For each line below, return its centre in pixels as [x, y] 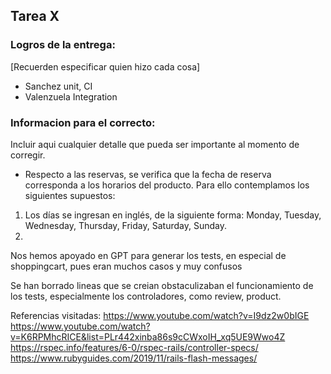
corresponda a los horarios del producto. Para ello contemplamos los [167, 185]
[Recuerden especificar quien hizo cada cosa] [105, 66]
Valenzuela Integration [71, 96]
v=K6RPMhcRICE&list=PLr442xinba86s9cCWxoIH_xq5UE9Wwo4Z [148, 336]
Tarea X [35, 16]
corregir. [28, 155]
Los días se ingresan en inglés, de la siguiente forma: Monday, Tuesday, [173, 215]
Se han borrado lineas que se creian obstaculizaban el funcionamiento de [162, 285]
